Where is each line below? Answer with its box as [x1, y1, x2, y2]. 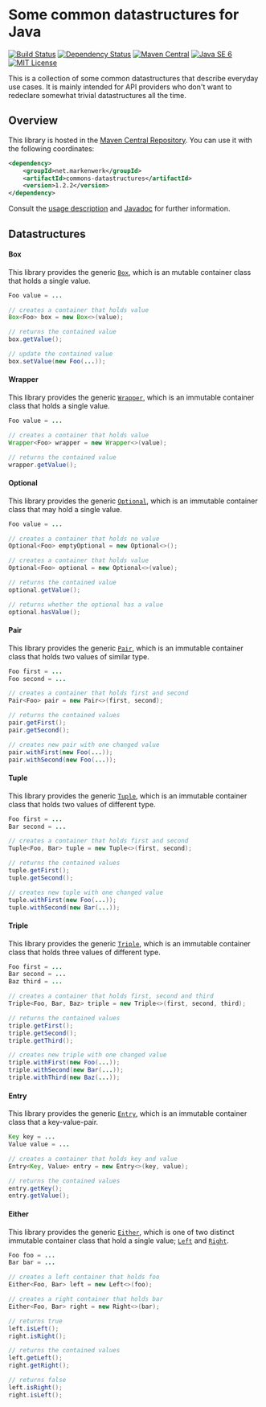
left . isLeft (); [8, 1324, 59, 1332]
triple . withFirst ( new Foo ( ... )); [8, 1059, 121, 1067]
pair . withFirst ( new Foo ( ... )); [8, 748, 113, 757]
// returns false [8, 1376, 67, 1384]
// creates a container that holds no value [8, 535, 160, 543]
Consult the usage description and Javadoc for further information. [8, 203, 231, 214]
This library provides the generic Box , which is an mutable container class [8, 267, 252, 277]
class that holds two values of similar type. [8, 651, 150, 661]
